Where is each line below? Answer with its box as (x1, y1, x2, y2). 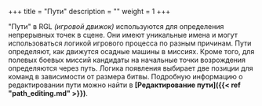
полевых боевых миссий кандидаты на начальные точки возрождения (8, 55, 246, 64)
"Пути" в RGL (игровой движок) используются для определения (8, 22, 224, 31)
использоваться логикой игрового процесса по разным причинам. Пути (8, 38, 252, 48)
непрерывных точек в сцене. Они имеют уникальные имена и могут (8, 31, 238, 39)
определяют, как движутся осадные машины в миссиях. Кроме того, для (8, 47, 255, 56)
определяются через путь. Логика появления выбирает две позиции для (8, 64, 253, 73)
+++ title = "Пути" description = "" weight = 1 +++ (8, 7, 171, 16)
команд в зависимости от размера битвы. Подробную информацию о (8, 72, 243, 81)
